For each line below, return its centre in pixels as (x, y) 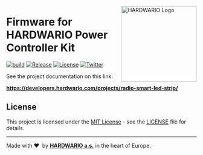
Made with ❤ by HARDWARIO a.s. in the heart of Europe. (79, 145)
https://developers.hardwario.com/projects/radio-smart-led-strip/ (92, 88)
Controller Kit (41, 48)
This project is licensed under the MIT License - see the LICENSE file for (96, 122)
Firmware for (39, 22)
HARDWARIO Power (57, 35)
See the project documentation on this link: (60, 76)
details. (15, 128)
